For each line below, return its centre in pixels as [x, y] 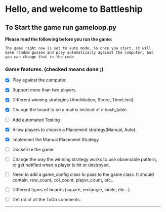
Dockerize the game [33, 149]
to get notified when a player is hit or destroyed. [61, 165]
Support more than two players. [44, 90]
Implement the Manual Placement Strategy [56, 139]
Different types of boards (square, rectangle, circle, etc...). [72, 189]
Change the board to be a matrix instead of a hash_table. [70, 110]
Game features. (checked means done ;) [54, 69]
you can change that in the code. [41, 57]
